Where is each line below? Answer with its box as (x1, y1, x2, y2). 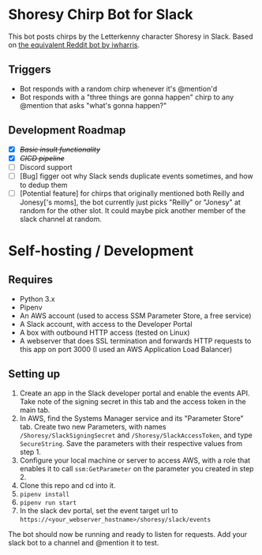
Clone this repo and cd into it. (19, 480, 116, 490)
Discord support (19, 162, 73, 171)
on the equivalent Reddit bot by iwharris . (8, 39, 140, 49)
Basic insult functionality (19, 144, 101, 154)
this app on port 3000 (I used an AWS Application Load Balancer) (19, 344, 233, 354)
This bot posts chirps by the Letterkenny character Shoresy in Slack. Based (8, 32, 253, 41)
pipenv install (19, 490, 70, 498)
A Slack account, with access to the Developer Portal (19, 319, 193, 328)
